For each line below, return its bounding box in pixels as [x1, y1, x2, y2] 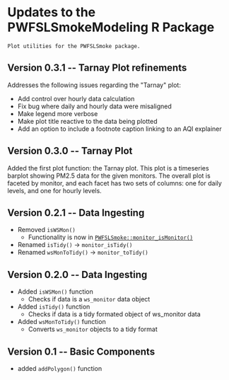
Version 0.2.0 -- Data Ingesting [7, 268, 148, 280]
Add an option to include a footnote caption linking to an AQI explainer [17, 125, 222, 133]
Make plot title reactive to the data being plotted [17, 117, 158, 125]
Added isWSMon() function [17, 287, 94, 296]
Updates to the [7, 4, 96, 21]
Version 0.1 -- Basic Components [7, 345, 155, 357]
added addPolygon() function [17, 364, 102, 372]
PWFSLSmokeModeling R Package [7, 19, 215, 35]
